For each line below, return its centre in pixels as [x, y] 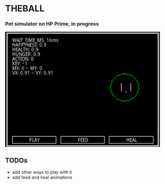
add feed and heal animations [42, 178]
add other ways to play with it [42, 172]
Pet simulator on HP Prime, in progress [52, 24]
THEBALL [25, 9]
